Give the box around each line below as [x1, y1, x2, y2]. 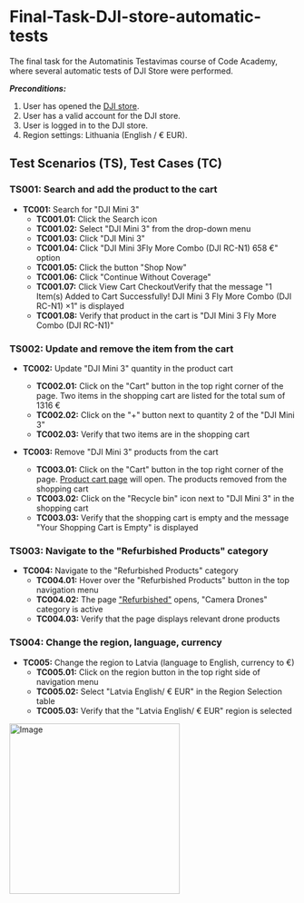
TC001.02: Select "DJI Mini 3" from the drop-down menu [35, 223, 251, 233]
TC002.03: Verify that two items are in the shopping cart [35, 429, 250, 440]
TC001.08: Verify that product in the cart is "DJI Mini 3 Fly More [35, 310, 277, 321]
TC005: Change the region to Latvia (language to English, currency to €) [22, 657, 295, 668]
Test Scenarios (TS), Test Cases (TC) [9, 156, 222, 172]
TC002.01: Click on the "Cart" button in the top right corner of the [35, 380, 284, 392]
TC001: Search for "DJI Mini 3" [22, 203, 140, 214]
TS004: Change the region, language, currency [9, 636, 222, 649]
